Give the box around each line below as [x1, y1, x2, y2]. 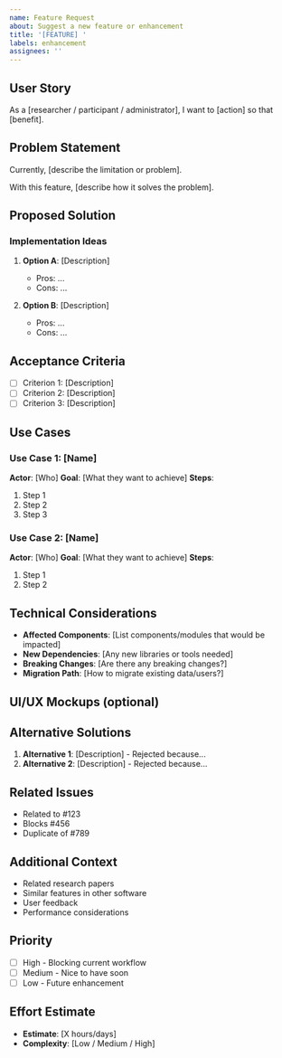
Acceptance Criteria [9, 354, 126, 369]
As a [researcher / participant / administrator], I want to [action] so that [9, 104, 274, 115]
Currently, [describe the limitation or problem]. [9, 164, 183, 175]
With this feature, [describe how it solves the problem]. [9, 182, 214, 193]
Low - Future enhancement [22, 978, 124, 988]
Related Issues [9, 784, 94, 800]
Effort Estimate [9, 1005, 96, 1020]
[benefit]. [9, 114, 44, 125]
